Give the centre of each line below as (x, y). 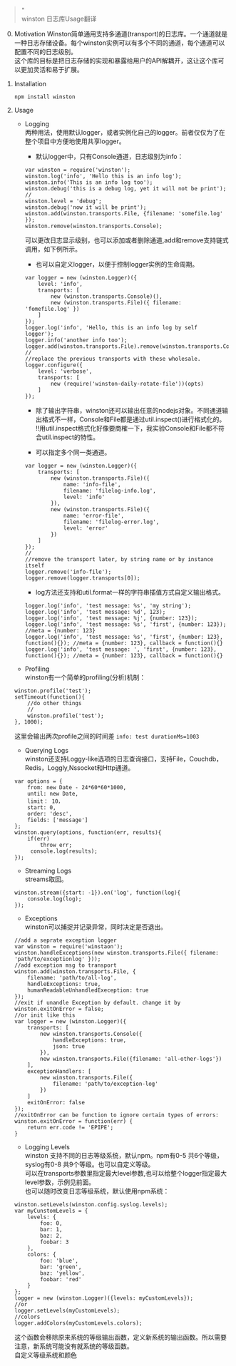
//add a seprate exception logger (65, 940)
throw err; (56, 845)
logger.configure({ (54, 365)
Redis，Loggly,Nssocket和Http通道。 (79, 768)
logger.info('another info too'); (76, 340)
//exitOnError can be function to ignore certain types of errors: (116, 1115)
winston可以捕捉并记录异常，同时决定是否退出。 (96, 927)
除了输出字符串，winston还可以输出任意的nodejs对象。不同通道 (129, 410)
